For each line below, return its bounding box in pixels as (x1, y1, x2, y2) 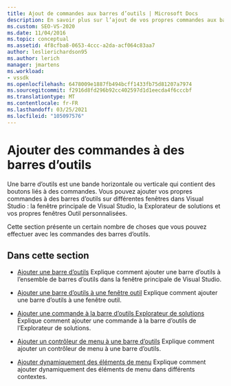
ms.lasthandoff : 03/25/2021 (7, 106, 88, 113)
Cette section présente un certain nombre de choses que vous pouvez (7, 222, 207, 231)
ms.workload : (7, 68, 45, 74)
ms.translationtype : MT (7, 94, 76, 101)
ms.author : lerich (7, 55, 60, 62)
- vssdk (7, 74, 30, 81)
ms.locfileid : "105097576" (7, 112, 85, 119)
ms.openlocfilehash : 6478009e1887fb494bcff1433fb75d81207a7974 (7, 81, 192, 88)
